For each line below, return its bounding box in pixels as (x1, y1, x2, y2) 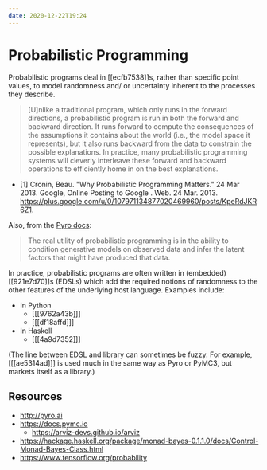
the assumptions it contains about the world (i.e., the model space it (27, 130, 250, 139)
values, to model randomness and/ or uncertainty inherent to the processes (8, 80, 256, 90)
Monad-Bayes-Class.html (19, 445, 104, 454)
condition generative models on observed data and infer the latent (27, 244, 245, 253)
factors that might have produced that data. (27, 253, 171, 262)
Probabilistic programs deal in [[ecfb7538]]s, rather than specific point (8, 72, 240, 82)
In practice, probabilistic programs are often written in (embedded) (8, 268, 226, 277)
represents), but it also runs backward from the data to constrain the (27, 139, 252, 148)
